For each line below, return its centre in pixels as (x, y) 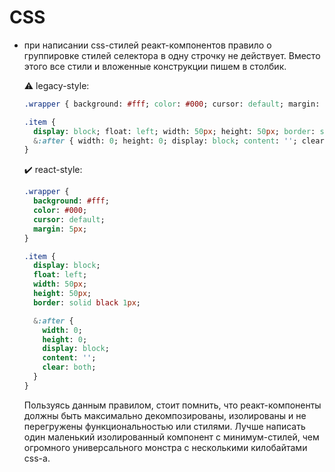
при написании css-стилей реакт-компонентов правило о (147, 45)
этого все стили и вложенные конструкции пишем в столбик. (155, 66)
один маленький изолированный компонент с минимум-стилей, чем (171, 437)
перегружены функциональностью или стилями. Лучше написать (164, 426)
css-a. (37, 458)
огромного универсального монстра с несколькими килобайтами (165, 447)
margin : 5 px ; (60, 229)
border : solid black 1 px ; (87, 302)
